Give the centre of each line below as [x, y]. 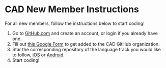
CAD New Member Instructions [72, 9]
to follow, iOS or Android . [38, 55]
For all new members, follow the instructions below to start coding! [75, 23]
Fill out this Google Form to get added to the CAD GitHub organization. [86, 44]
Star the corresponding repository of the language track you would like [87, 49]
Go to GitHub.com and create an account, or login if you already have [85, 33]
